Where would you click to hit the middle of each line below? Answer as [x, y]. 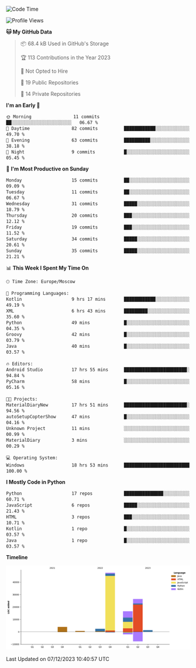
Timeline [17, 557]
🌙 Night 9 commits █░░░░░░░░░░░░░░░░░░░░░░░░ [98, 152]
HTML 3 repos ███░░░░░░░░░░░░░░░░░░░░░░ [98, 517]
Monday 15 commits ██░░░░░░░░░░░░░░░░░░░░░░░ [98, 180]
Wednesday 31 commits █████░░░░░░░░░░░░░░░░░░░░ [98, 204]
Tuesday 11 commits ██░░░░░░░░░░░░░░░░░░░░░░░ [98, 192]
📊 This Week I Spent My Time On [47, 268]
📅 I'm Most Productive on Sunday [47, 169]
